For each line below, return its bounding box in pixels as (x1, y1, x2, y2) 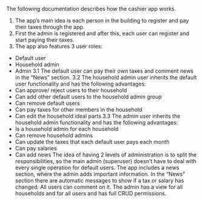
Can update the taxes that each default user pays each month (15, 138, 170, 145)
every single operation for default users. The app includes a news (15, 164, 180, 171)
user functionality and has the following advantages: (15, 80, 147, 87)
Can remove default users (15, 99, 80, 107)
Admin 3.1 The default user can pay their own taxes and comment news (15, 67, 194, 75)
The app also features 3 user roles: (15, 42, 103, 50)
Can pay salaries (15, 145, 58, 152)
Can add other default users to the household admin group (15, 93, 162, 100)
